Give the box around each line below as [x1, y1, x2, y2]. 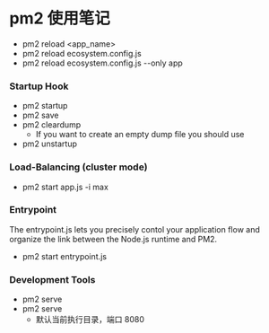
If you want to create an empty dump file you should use [35, 129, 245, 140]
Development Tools [9, 273, 96, 285]
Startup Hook [9, 80, 69, 92]
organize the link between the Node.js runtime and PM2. [9, 233, 218, 244]
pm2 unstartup [22, 138, 78, 149]
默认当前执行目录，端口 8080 [35, 314, 145, 325]
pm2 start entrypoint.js [22, 250, 108, 261]
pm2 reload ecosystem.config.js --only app [22, 57, 184, 68]
